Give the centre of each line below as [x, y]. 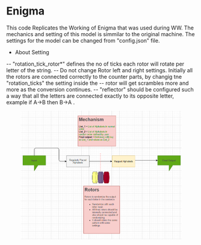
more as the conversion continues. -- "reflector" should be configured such [100, 89]
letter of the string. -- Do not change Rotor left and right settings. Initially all [100, 70]
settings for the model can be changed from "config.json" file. [83, 40]
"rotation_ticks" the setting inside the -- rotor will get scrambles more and [97, 83]
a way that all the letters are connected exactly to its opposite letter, [90, 96]
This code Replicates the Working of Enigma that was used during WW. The [100, 28]
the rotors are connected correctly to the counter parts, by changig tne [94, 76]
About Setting [32, 52]
